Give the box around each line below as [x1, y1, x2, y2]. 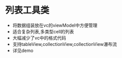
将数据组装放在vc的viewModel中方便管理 [12, 22, 98, 28]
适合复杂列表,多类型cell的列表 [12, 28, 74, 34]
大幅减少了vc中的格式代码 [12, 35, 66, 41]
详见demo [12, 47, 34, 53]
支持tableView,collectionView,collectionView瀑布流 [12, 41, 117, 47]
